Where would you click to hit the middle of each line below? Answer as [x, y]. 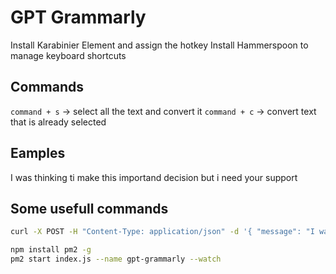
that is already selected [58, 122]
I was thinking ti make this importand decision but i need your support [154, 177]
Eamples [38, 153]
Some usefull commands [89, 208]
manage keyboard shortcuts [68, 55]
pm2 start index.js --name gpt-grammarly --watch [116, 259]
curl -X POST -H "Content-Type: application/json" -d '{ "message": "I [162, 232]
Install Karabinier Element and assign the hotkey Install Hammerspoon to [159, 45]
